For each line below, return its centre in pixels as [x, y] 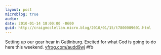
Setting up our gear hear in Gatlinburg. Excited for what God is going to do [81, 42]
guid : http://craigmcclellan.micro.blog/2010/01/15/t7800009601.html [78, 28]
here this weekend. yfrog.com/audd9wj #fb [49, 47]
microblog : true [22, 14]
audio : [12, 19]
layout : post [19, 10]
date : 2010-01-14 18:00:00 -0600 [40, 23]
